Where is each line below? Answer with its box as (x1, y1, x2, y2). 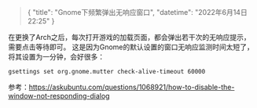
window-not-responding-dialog (8, 92, 110, 100)
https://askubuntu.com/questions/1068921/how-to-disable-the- (28, 82, 235, 92)
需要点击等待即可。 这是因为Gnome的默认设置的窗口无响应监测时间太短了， (8, 42, 254, 52)
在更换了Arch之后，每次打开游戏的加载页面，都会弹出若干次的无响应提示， (8, 33, 251, 41)
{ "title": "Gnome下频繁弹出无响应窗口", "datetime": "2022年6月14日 (27, 8, 248, 16)
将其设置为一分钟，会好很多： (8, 52, 105, 61)
